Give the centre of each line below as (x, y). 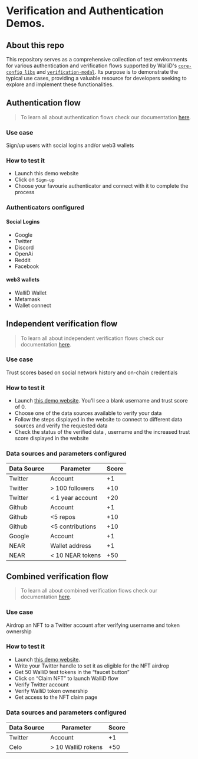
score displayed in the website (52, 439)
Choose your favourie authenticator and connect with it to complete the (101, 186)
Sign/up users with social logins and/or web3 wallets (70, 145)
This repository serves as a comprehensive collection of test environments (97, 59)
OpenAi (24, 253)
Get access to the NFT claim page (56, 697)
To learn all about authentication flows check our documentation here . (106, 117)
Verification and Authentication (85, 11)
